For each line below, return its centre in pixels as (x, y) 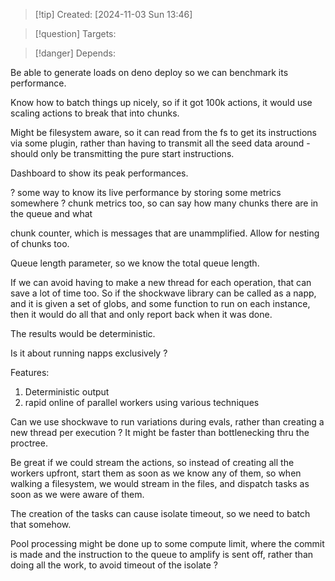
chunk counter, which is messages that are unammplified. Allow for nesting (165, 233)
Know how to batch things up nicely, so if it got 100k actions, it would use (161, 102)
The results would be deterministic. (83, 333)
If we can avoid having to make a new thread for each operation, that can (161, 282)
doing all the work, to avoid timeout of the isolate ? (114, 565)
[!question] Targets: (75, 33)
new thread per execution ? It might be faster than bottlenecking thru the (160, 432)
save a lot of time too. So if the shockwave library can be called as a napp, (163, 293)
